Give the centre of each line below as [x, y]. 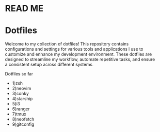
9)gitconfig [23, 124]
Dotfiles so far [19, 74]
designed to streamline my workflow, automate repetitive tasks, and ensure [80, 59]
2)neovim [22, 88]
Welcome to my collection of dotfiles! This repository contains [67, 44]
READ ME [24, 8]
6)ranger [21, 109]
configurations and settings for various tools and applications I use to [74, 49]
